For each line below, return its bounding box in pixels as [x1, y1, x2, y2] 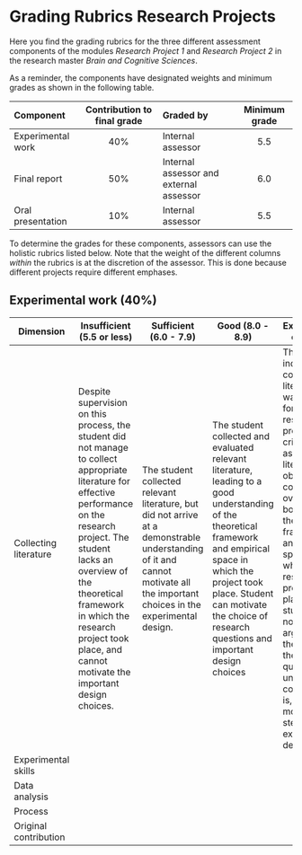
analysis [13, 790, 49, 803]
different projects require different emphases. [9, 267, 178, 278]
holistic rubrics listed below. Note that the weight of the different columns [9, 247, 281, 258]
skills [13, 764, 36, 777]
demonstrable [142, 531, 201, 543]
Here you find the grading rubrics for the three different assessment [9, 36, 261, 47]
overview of [77, 564, 129, 577]
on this [77, 407, 107, 419]
